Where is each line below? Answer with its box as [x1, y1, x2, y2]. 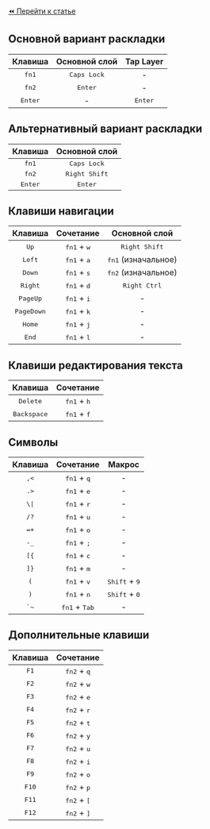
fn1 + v [65, 576, 91, 587]
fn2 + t [65, 717, 91, 728]
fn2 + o [65, 769, 91, 780]
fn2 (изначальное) [106, 267, 178, 278]
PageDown [14, 307, 46, 315]
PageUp [18, 294, 42, 303]
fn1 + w [65, 241, 91, 253]
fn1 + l [65, 332, 91, 343]
